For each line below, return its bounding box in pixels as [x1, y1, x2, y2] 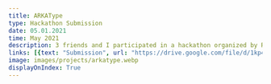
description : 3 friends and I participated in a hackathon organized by [8, 42, 258, 50]
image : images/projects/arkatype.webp [8, 57, 139, 65]
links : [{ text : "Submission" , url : [8, 49, 128, 57]
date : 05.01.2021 [8, 26, 67, 34]
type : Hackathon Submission [8, 19, 103, 27]
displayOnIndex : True [8, 64, 81, 72]
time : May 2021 [8, 34, 60, 42]
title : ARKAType [8, 11, 63, 20]
